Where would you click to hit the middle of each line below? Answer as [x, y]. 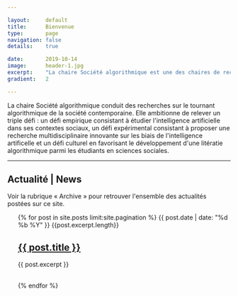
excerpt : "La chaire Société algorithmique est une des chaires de [114, 72]
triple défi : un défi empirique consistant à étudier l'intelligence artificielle [114, 120]
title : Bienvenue [41, 27]
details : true [33, 47]
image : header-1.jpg [45, 66]
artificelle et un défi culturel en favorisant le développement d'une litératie [115, 143]
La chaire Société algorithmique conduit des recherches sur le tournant [111, 105]
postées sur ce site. [36, 204]
